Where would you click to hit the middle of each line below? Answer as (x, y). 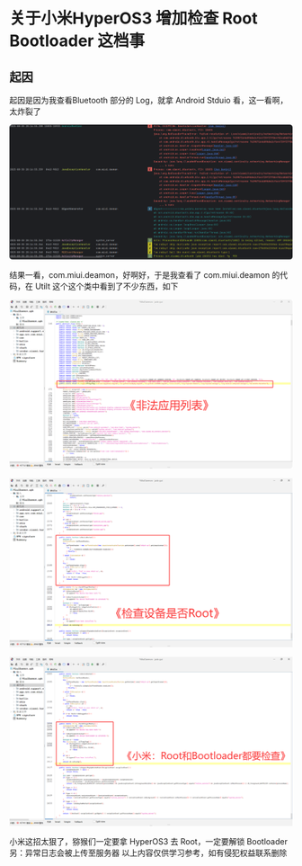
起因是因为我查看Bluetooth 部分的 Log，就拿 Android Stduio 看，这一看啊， (149, 100)
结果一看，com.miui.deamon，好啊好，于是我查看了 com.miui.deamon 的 (145, 275)
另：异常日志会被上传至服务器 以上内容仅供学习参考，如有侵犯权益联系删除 (148, 853)
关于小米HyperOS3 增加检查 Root (133, 18)
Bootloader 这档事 (77, 41)
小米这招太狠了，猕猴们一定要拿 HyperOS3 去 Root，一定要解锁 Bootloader (148, 841)
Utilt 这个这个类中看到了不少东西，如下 (107, 286)
